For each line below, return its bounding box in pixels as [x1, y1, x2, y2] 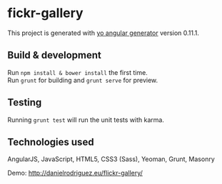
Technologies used [7, 136, 94, 148]
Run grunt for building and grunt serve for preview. [7, 76, 158, 84]
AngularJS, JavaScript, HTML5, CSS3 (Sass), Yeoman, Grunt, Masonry [7, 155, 216, 163]
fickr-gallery [7, 5, 84, 21]
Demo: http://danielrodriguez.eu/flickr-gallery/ [7, 169, 143, 178]
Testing [7, 96, 42, 108]
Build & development [7, 49, 101, 61]
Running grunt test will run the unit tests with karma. [7, 116, 164, 124]
